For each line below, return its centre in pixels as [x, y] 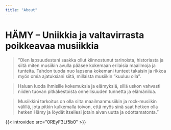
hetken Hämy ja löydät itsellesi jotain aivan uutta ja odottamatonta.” [88, 112]
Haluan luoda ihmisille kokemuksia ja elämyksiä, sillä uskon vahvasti [89, 86]
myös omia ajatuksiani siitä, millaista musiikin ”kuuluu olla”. [79, 76]
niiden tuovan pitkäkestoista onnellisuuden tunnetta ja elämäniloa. [87, 91]
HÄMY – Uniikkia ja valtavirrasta [75, 35]
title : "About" [21, 10]
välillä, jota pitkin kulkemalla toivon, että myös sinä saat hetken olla [88, 107]
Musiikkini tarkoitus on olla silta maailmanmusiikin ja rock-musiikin [87, 101]
